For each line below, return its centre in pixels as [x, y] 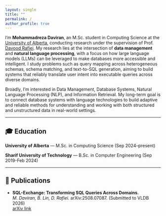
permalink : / [19, 19]
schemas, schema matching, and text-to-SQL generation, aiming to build [79, 69]
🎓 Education [26, 131]
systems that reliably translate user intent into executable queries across [79, 74]
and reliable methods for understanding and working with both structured [80, 105]
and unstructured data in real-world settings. [51, 110]
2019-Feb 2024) [22, 161]
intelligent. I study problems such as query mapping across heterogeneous [81, 64]
